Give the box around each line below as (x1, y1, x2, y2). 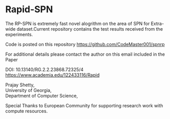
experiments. (5, 31, 33, 37)
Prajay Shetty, (5, 82, 35, 88)
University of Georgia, (5, 87, 52, 93)
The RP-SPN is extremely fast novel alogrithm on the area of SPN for (5, 20, 150, 27)
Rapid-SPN (5, 4, 53, 15)
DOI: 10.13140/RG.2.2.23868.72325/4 (5, 66, 83, 73)
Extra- (151, 20, 164, 27)
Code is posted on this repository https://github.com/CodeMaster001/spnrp (5, 41, 165, 47)
